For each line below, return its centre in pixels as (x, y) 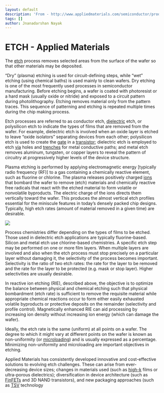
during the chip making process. (38, 112)
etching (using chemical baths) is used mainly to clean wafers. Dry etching (80, 81)
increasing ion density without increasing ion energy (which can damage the (82, 314)
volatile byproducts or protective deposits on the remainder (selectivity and (81, 304)
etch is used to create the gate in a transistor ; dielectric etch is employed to (81, 142)
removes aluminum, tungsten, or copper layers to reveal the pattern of (76, 152)
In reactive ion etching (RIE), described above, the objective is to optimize (79, 283)
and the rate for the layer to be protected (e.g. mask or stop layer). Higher (79, 269)
